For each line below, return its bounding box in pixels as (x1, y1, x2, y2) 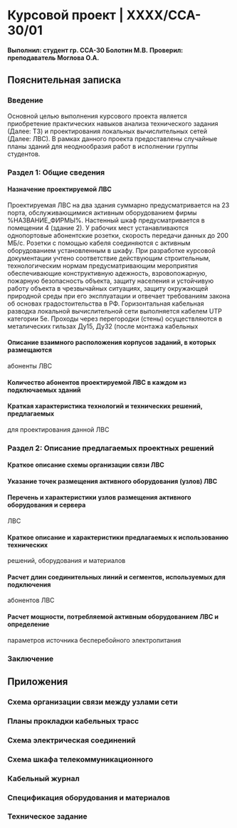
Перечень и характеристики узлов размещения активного (7, 493, 191, 502)
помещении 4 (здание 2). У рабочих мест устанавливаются (7, 223, 189, 232)
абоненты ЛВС (7, 361, 52, 370)
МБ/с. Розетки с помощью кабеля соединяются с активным (7, 239, 191, 247)
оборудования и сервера (7, 501, 86, 509)
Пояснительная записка (7, 74, 122, 86)
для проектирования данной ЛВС (7, 425, 110, 434)
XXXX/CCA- (126, 7, 201, 24)
